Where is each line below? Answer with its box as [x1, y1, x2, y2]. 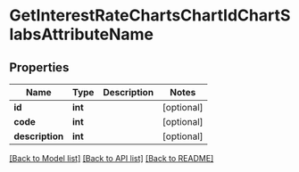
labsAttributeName [9, 24, 154, 45]
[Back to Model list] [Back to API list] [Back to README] [9, 153, 214, 163]
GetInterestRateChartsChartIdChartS [9, 5, 291, 26]
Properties [9, 60, 70, 75]
